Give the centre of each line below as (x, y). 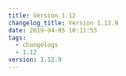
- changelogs (37, 45)
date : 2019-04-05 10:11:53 (53, 30)
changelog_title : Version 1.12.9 (63, 23)
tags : (17, 38)
